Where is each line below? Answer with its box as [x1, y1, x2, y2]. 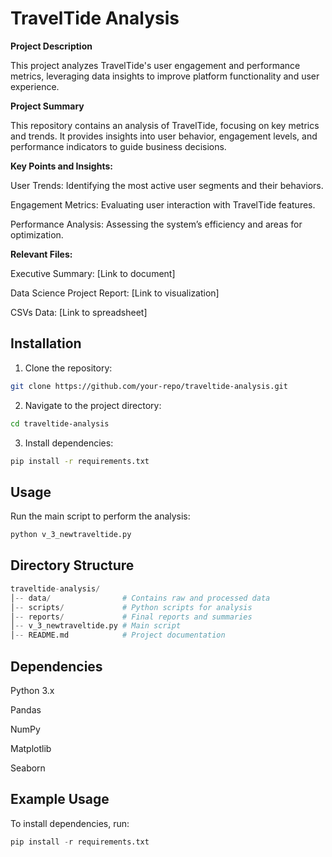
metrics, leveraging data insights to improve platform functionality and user [10, 70, 320, 82]
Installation [10, 335, 82, 352]
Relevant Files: [10, 248, 73, 260]
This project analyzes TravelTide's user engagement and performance [10, 59, 301, 71]
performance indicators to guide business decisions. [10, 140, 227, 152]
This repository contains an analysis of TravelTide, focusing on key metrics [10, 119, 320, 131]
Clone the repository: [24, 362, 113, 374]
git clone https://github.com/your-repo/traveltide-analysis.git [10, 381, 288, 391]
